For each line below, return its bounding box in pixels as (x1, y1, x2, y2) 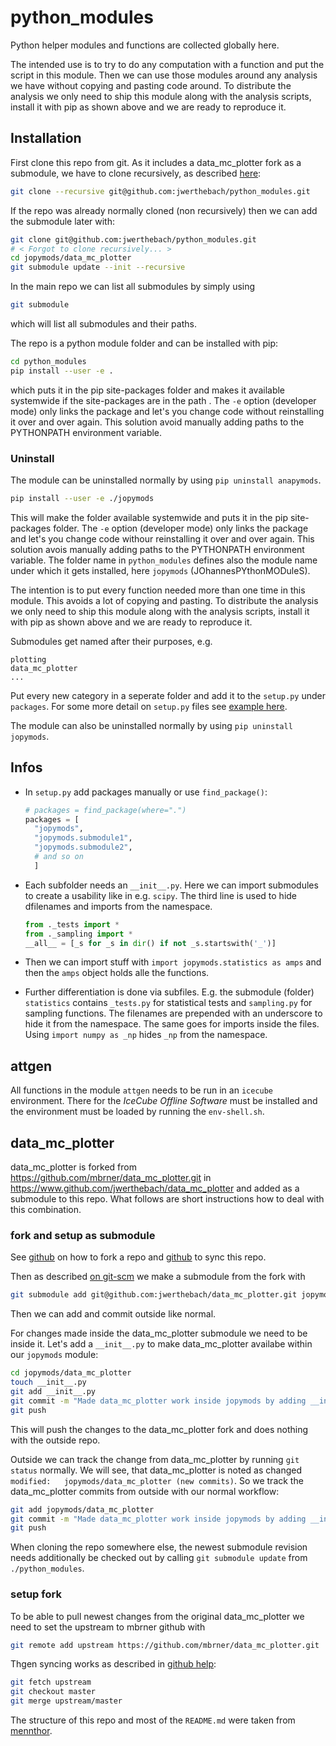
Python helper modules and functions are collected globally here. (10, 39, 280, 51)
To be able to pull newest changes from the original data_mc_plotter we (10, 1610, 305, 1622)
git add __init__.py (10, 1387, 97, 1397)
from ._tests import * (24, 919, 120, 930)
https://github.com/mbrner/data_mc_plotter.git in (10, 1172, 212, 1184)
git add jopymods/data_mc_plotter (10, 1504, 155, 1515)
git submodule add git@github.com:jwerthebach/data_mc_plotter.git (10, 1290, 298, 1300)
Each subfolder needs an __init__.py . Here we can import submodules (24, 879, 319, 891)
